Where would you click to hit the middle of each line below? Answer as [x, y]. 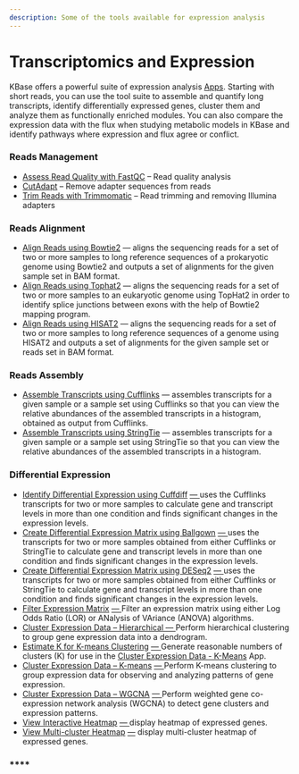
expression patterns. [60, 712]
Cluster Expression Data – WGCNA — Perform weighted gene [135, 694]
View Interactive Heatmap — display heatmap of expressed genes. [145, 722]
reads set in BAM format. [68, 352]
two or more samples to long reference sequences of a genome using [150, 333]
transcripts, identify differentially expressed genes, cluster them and [135, 105]
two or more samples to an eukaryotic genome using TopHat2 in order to [156, 295]
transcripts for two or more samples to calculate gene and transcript [148, 504]
